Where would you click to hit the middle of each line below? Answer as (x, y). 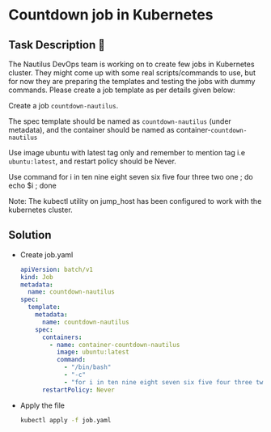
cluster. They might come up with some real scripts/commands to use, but (132, 73)
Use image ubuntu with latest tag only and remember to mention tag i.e (127, 152)
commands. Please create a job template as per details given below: (122, 90)
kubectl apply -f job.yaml (66, 420)
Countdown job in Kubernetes (111, 15)
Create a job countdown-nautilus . (64, 106)
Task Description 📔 (57, 45)
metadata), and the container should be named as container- (110, 130)
